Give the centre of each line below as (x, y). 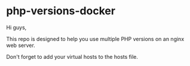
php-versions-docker (61, 11)
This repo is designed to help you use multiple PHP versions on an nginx (95, 39)
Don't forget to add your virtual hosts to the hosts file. (72, 56)
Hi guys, (16, 27)
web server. (21, 45)
